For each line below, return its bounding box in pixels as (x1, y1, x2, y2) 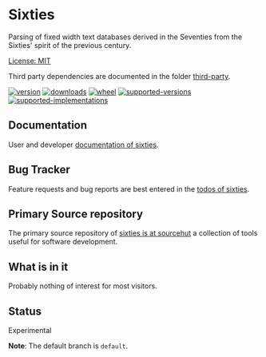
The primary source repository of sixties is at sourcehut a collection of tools (8, 228, 258, 238)
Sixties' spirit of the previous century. (8, 40, 132, 50)
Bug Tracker (8, 163, 70, 177)
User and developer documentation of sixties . (8, 140, 159, 149)
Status (8, 304, 42, 318)
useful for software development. (8, 237, 118, 247)
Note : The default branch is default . (8, 341, 129, 351)
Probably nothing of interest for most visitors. (8, 281, 157, 291)
